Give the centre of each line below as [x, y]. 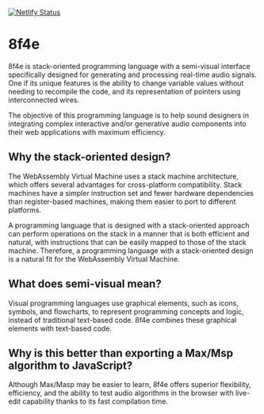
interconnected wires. [44, 100]
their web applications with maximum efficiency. [87, 132]
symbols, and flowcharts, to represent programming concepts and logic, [126, 311]
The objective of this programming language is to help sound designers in [129, 115]
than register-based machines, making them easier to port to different [122, 201]
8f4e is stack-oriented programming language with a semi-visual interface [130, 66]
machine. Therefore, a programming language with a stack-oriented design [131, 251]
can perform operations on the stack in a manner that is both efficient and [129, 233]
